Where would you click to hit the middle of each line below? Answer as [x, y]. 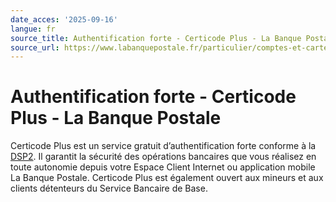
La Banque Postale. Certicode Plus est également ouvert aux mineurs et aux [167, 178]
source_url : [35, 47]
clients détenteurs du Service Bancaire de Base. [109, 188]
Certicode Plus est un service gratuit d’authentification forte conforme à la [163, 146]
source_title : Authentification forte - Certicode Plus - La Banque [156, 38]
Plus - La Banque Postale [116, 118]
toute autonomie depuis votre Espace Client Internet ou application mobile [163, 167]
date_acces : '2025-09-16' [64, 19]
